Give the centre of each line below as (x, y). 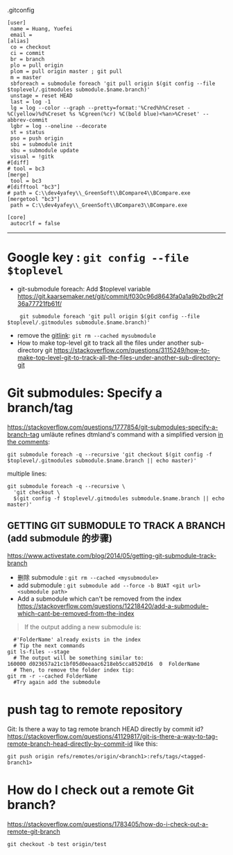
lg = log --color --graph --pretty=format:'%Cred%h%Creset (97, 108)
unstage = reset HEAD (41, 96)
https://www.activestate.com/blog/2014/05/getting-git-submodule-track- (112, 555)
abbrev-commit (28, 120)
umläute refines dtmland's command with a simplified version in (132, 434)
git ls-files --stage (38, 652)
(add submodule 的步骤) (60, 538)
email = (21, 35)
